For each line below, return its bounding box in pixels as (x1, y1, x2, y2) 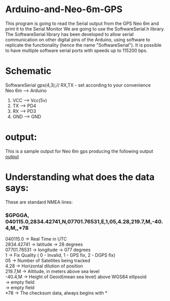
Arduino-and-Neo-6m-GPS (5, 4, 123, 15)
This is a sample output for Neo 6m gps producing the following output (5, 148, 153, 154)
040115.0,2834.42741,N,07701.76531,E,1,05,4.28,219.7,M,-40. (5, 218, 163, 225)
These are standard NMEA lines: (5, 199, 73, 205)
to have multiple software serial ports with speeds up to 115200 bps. (5, 47, 148, 53)
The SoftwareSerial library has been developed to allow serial (5, 31, 134, 37)
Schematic (5, 65, 52, 77)
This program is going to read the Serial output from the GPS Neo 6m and (5, 20, 159, 26)
